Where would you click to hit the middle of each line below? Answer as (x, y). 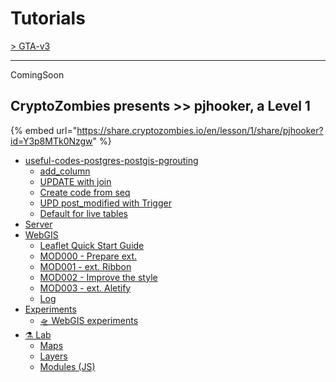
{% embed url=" (44, 130)
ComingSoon (37, 74)
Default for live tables (83, 213)
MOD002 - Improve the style (98, 277)
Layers (53, 356)
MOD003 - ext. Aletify (85, 288)
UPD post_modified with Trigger (105, 203)
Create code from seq (85, 192)
